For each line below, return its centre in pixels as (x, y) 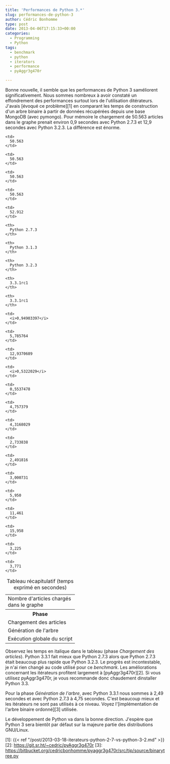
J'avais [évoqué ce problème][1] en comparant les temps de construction (82, 106)
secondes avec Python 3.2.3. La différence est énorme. (63, 128)
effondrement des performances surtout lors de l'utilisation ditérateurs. (79, 101)
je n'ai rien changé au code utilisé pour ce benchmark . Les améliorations (81, 667)
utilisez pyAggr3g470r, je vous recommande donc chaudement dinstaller (81, 678)
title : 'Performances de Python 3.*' (45, 10)
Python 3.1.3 (24, 247)
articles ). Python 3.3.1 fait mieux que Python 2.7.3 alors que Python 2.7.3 (80, 656)
